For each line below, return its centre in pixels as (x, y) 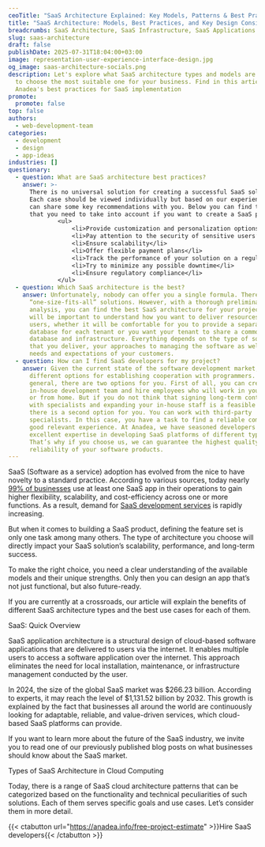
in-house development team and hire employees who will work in (137, 391)
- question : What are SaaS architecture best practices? (111, 178)
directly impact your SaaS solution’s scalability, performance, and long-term (131, 546)
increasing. (26, 514)
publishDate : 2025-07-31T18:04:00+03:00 (76, 52)
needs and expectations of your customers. (102, 354)
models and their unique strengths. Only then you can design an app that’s (129, 578)
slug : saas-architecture (49, 38)
